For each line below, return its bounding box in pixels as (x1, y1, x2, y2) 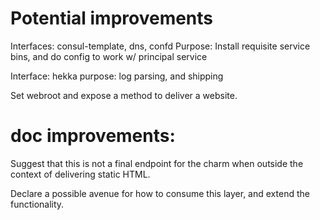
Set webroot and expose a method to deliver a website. (10, 89, 238, 101)
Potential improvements (10, 7, 214, 30)
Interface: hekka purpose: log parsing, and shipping (10, 70, 224, 82)
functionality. (10, 198, 65, 210)
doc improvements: (10, 125, 176, 147)
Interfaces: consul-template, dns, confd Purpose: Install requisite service (10, 40, 311, 52)
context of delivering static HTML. (10, 168, 151, 180)
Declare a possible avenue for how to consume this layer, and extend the (10, 187, 310, 199)
